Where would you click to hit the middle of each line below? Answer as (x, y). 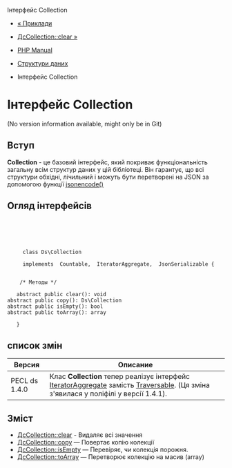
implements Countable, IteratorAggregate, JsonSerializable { (118, 264)
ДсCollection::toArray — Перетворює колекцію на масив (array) (111, 457)
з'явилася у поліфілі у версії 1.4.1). (108, 394)
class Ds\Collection (52, 252)
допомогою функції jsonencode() (55, 184)
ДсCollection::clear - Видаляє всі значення (80, 435)
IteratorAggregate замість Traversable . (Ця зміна (130, 385)
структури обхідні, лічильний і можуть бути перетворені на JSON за (108, 177)
